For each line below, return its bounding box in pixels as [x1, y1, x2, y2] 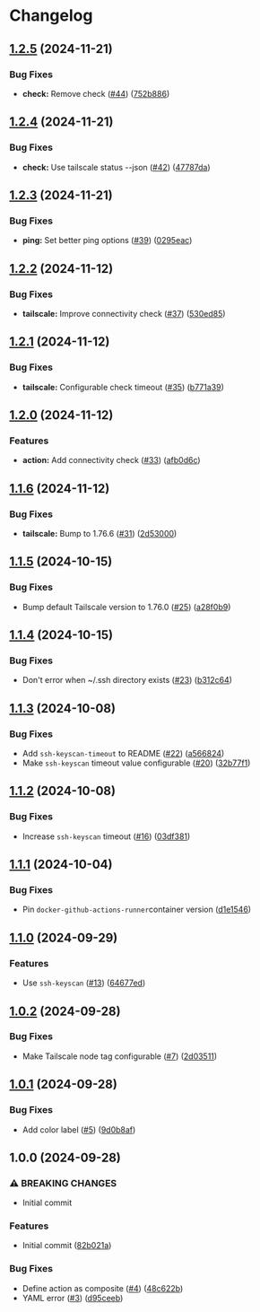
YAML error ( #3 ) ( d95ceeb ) [22, 1292, 124, 1303]
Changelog [9, 5, 93, 26]
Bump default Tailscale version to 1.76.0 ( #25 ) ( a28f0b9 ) [22, 601, 231, 612]
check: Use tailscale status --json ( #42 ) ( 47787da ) [22, 162, 211, 172]
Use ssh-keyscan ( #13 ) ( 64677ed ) [22, 977, 146, 988]
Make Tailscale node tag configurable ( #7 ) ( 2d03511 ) [22, 1051, 218, 1062]
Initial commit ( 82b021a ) [22, 1240, 112, 1251]
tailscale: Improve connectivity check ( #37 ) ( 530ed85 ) [22, 308, 226, 319]
